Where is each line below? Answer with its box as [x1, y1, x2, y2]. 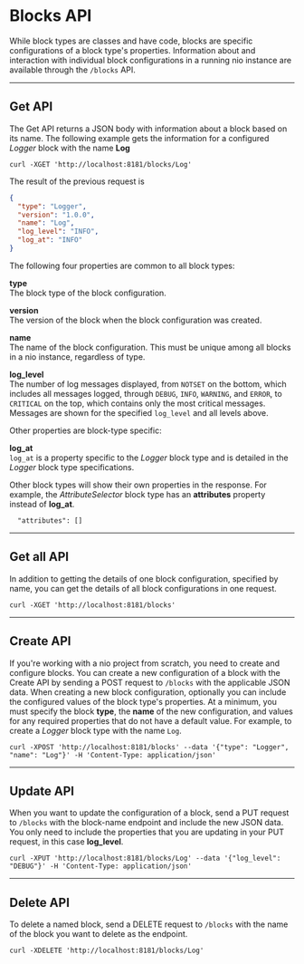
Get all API [9, 549, 70, 564]
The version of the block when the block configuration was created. [9, 314, 262, 325]
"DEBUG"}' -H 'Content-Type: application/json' [9, 862, 193, 871]
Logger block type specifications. [9, 461, 135, 472]
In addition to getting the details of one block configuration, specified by [9, 573, 279, 584]
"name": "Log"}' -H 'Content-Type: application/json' [9, 750, 217, 759]
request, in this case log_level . [9, 836, 124, 847]
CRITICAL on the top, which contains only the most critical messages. [9, 398, 266, 409]
